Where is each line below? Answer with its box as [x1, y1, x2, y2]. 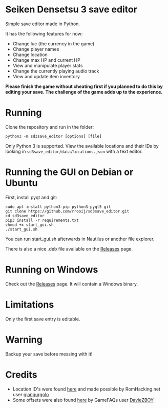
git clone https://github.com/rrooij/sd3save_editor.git [5, 208, 130, 214]
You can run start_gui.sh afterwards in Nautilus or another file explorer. [5, 236, 155, 242]
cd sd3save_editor [5, 213, 45, 218]
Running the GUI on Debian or [5, 166, 134, 178]
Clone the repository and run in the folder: [5, 123, 94, 130]
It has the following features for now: [5, 30, 83, 37]
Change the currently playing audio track [12, 68, 99, 74]
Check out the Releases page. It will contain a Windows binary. [5, 280, 138, 287]
